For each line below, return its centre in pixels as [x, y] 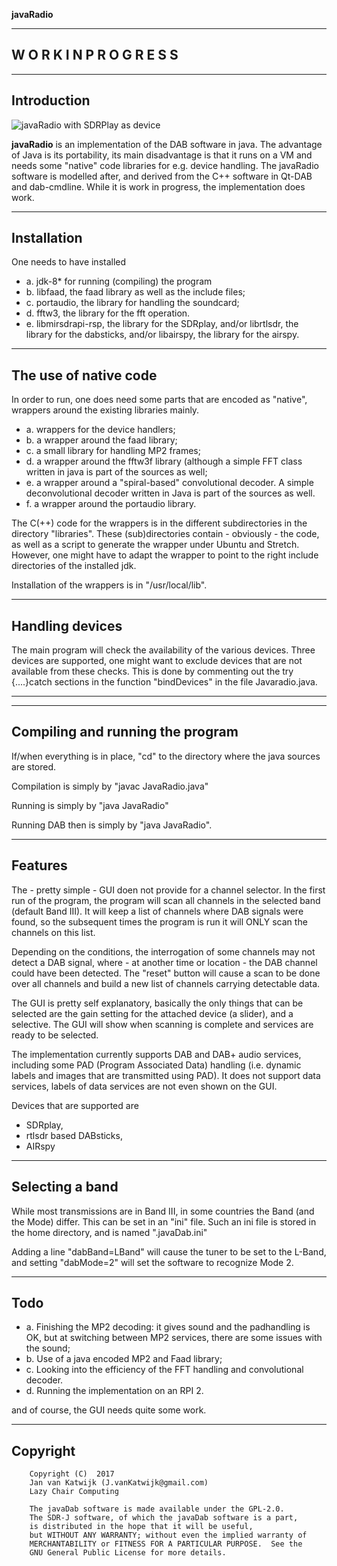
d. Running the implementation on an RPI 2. [114, 1391]
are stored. [34, 766]
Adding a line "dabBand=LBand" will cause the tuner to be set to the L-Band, [169, 1251]
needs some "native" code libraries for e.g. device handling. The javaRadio [165, 165]
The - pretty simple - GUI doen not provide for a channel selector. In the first [168, 890]
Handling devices [67, 625]
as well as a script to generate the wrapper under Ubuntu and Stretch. [155, 545]
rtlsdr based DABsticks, [74, 1135]
